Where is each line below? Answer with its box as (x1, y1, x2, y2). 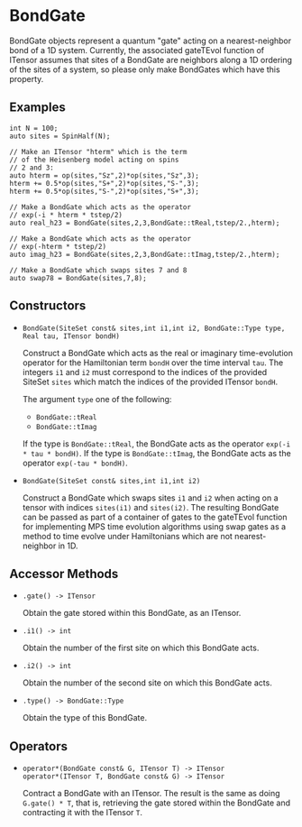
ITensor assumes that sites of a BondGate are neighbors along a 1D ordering (9, 54, 293, 65)
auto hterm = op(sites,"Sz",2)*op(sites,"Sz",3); (9, 170, 200, 180)
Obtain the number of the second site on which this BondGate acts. (22, 677, 272, 688)
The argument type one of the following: (22, 393, 172, 404)
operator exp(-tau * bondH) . (22, 457, 128, 468)
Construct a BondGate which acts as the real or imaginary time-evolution (22, 347, 293, 358)
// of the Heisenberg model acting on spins (9, 155, 179, 164)
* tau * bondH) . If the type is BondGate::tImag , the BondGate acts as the (22, 447, 291, 458)
